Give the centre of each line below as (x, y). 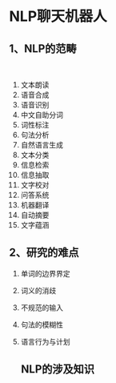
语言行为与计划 (45, 341)
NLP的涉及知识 (58, 369)
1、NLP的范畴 (43, 48)
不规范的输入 (42, 307)
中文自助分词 (42, 115)
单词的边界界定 (45, 273)
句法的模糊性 (42, 325)
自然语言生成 (42, 145)
